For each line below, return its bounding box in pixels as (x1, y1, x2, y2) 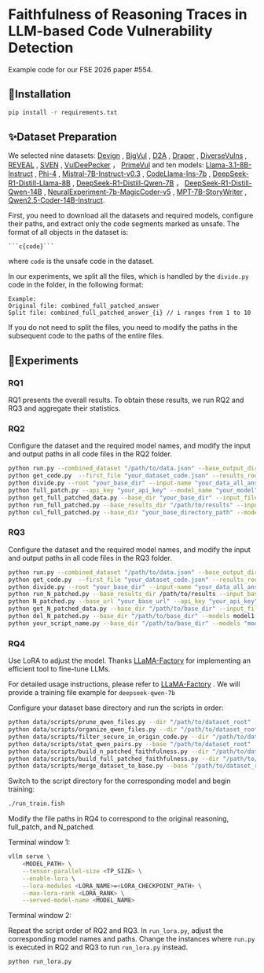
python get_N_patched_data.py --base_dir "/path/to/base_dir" (8, 605, 216, 613)
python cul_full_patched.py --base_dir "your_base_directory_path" (8, 508, 234, 516)
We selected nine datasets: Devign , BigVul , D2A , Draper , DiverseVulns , (8, 151, 247, 160)
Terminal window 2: (8, 911, 72, 920)
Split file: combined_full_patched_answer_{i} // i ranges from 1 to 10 (8, 309, 251, 317)
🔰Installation (8, 88, 71, 101)
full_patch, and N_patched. (8, 822, 96, 832)
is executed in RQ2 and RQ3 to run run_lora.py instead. (8, 942, 189, 952)
